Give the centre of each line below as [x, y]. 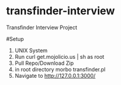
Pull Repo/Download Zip [44, 63]
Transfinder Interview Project [42, 27]
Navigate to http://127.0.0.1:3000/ [55, 75]
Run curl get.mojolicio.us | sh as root [60, 56]
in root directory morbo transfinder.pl [60, 69]
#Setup [15, 39]
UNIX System [31, 50]
